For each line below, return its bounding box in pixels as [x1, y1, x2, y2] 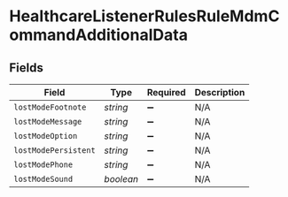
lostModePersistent [13, 146, 96, 155]
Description [194, 87, 245, 98]
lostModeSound [13, 174, 74, 184]
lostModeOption [13, 131, 78, 140]
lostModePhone [13, 160, 74, 170]
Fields [9, 60, 44, 75]
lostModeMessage [13, 117, 82, 126]
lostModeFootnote [13, 102, 87, 112]
